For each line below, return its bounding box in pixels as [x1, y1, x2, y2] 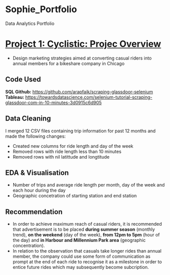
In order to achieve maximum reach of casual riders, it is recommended [12, 221, 162, 227]
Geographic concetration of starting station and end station [12, 193, 137, 199]
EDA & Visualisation [5, 168, 69, 177]
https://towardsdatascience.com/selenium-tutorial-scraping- [25, 94, 153, 100]
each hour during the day [12, 187, 66, 194]
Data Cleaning [5, 114, 51, 123]
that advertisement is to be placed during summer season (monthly [12, 226, 155, 232]
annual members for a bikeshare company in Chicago [12, 60, 125, 67]
